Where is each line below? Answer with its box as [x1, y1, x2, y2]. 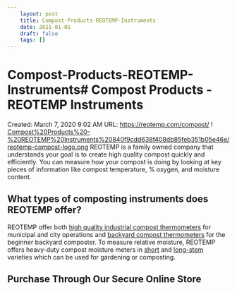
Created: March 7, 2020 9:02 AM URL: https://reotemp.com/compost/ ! [7, 121, 213, 129]
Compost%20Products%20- [7, 128, 90, 136]
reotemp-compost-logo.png [7, 142, 89, 152]
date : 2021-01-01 [20, 23, 71, 30]
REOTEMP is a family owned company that [90, 142, 214, 152]
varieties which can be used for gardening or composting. [7, 253, 176, 261]
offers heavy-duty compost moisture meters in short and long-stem [7, 245, 204, 254]
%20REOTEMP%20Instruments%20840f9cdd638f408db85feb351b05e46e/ [7, 135, 230, 144]
